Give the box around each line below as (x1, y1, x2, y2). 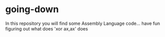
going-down (5, 4, 59, 15)
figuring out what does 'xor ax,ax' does (5, 25, 88, 31)
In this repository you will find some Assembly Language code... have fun (5, 20, 160, 26)
